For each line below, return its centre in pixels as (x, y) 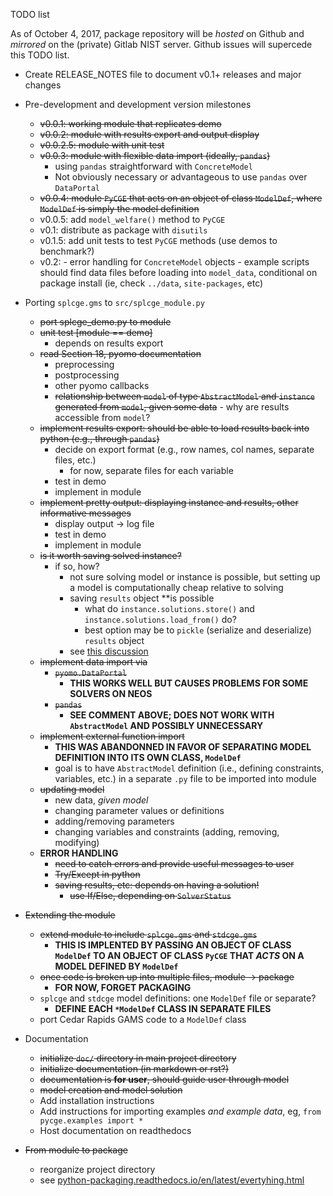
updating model (72, 789)
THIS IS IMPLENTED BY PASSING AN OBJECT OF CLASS (173, 945)
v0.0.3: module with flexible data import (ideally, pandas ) (155, 155)
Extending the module (70, 915)
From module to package (76, 1150)
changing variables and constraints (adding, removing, (167, 832)
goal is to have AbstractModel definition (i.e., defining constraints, (189, 768)
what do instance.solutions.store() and (169, 608)
